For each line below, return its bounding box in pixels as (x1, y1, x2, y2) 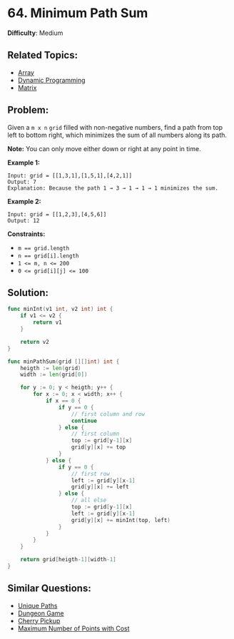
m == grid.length (17, 245, 70, 252)
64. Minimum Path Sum (7, 5, 148, 21)
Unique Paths (17, 601, 58, 610)
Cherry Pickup (17, 616, 61, 625)
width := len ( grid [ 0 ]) (20, 371, 88, 379)
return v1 (33, 319, 62, 326)
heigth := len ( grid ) (20, 364, 81, 372)
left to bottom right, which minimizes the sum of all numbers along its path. (7, 131, 227, 139)
